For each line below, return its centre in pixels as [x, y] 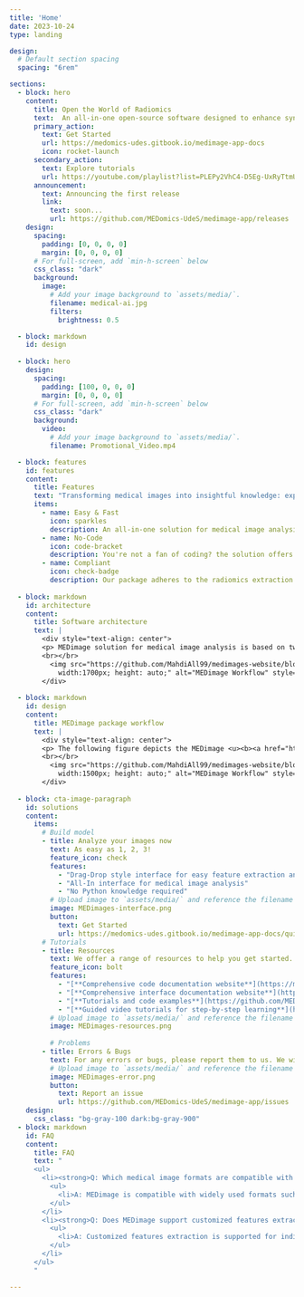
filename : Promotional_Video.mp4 [113, 446]
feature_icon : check [88, 858]
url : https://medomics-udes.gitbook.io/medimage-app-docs [153, 143]
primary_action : [64, 126]
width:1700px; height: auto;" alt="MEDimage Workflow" [163, 673]
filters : [66, 312]
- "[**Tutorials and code [106, 1001]
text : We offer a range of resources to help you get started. [171, 959]
